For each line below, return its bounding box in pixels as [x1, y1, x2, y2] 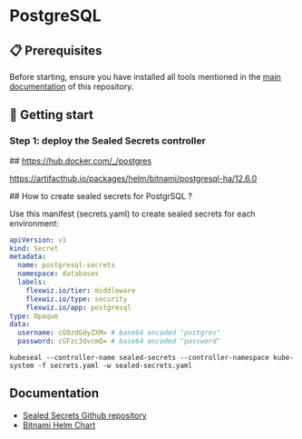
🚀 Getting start [9, 107, 93, 123]
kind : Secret [9, 244, 59, 253]
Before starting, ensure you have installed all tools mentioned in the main [9, 72, 281, 82]
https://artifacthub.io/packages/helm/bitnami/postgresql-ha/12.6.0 [9, 173, 258, 184]
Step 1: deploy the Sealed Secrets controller [9, 135, 206, 147]
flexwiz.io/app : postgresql [25, 303, 132, 312]
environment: [9, 217, 59, 228]
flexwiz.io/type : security [25, 294, 128, 304]
